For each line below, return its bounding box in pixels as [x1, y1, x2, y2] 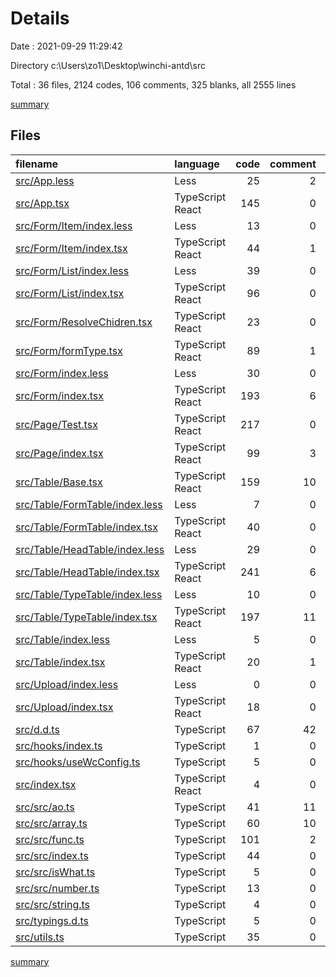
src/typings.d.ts [15, 913, 89, 927]
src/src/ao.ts [15, 800, 75, 814]
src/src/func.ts [15, 832, 85, 846]
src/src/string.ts [15, 897, 91, 911]
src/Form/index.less [15, 366, 109, 380]
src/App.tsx [15, 196, 70, 210]
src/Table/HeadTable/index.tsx [15, 565, 160, 579]
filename [15, 157, 59, 171]
